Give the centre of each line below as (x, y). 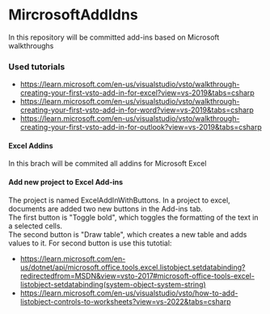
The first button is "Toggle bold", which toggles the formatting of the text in (133, 217)
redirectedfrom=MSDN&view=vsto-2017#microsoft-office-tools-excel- (137, 275)
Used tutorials (37, 66)
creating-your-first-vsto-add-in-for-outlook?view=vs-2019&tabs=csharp (141, 128)
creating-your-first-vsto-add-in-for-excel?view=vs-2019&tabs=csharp (137, 93)
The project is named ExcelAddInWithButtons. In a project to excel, (119, 200)
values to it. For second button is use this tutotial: (90, 243)
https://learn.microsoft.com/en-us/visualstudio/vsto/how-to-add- (129, 293)
